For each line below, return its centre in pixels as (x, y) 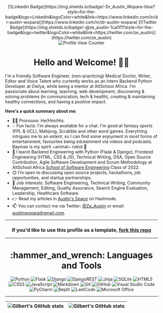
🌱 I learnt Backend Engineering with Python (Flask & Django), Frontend (82, 152)
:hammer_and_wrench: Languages (81, 255)
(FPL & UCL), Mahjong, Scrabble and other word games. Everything (80, 131)
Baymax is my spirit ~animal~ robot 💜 (49, 146)
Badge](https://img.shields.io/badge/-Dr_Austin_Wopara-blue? (92, 7)
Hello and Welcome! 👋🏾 (81, 62)
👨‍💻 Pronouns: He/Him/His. (38, 121)
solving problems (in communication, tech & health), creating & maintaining (80, 96)
